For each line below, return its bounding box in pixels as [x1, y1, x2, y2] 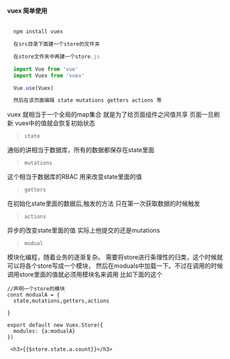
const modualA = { [7, 291, 60, 299]
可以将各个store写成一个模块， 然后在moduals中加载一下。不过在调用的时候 [7, 261, 223, 270]
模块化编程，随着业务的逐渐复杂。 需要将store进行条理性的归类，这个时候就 [7, 253, 223, 261]
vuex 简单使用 [7, 6, 48, 15]
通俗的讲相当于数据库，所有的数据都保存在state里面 [7, 146, 155, 154]
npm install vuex [13, 28, 64, 35]
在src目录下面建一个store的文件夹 [13, 41, 100, 48]
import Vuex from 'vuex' [13, 72, 85, 79]
